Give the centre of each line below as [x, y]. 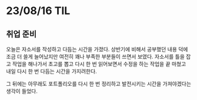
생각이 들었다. [22, 91]
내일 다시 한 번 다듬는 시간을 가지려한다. [51, 71]
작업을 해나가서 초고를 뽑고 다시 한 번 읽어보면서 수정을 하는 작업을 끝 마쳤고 [99, 64]
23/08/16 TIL [38, 11]
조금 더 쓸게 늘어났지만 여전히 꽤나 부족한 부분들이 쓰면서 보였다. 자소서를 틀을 [96, 56]
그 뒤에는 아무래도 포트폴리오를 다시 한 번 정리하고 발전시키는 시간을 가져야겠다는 [99, 84]
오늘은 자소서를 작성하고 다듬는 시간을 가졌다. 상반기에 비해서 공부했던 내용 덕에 [97, 49]
